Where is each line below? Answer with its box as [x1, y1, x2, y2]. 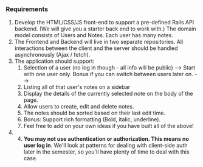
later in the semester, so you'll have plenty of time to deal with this [23, 148, 190, 155]
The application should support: [14, 57, 95, 65]
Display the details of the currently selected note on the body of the [23, 90, 193, 98]
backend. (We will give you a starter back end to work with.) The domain [14, 25, 197, 32]
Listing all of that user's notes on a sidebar [23, 83, 131, 91]
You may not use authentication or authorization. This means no [23, 135, 189, 143]
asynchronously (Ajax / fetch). [14, 51, 91, 59]
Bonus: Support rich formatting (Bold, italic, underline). [23, 116, 161, 123]
